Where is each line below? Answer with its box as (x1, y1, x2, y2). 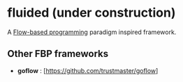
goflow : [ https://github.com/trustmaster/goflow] (17, 66, 159, 74)
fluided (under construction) (7, 5, 176, 21)
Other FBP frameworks (7, 48, 109, 60)
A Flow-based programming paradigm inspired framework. (7, 28, 177, 36)
